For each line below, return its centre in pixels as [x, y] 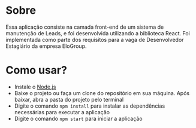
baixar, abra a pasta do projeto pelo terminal [69, 99]
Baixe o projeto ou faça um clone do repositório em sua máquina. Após [102, 93]
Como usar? [36, 70]
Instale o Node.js [35, 87]
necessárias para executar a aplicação [62, 112]
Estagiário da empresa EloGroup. [46, 46]
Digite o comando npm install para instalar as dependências [90, 106]
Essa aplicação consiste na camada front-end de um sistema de [85, 27]
